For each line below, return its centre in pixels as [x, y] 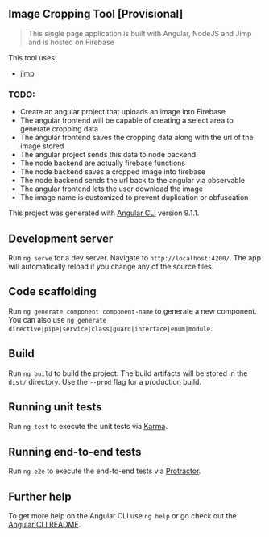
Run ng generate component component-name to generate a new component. [133, 311]
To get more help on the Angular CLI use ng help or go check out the [122, 515]
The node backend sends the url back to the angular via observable [132, 181]
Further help [40, 496]
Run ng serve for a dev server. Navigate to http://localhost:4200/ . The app [135, 257]
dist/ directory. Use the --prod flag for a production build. [105, 381]
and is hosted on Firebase [71, 42]
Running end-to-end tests [75, 452]
